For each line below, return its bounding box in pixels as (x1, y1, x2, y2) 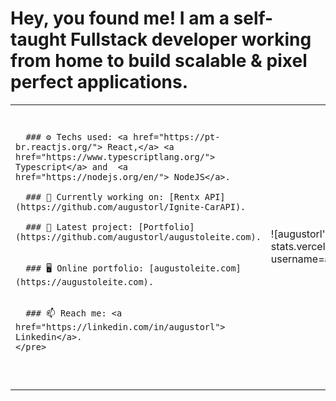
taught (10, 28, 67, 51)
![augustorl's (270, 227, 331, 241)
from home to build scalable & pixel (10, 50, 308, 72)
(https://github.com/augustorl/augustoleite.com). (15, 231, 262, 242)
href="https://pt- (133, 131, 221, 142)
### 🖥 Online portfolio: (25, 262, 145, 274)
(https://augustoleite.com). (15, 276, 154, 287)
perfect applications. (10, 71, 189, 94)
